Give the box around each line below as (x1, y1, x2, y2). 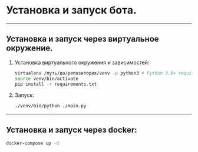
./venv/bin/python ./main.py (14, 103, 87, 109)
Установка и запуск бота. (6, 4, 137, 17)
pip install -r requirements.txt (14, 81, 97, 87)
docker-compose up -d (6, 140, 60, 147)
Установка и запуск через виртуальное (6, 34, 159, 44)
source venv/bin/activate (14, 76, 78, 82)
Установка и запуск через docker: (6, 124, 137, 135)
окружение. (6, 43, 53, 53)
